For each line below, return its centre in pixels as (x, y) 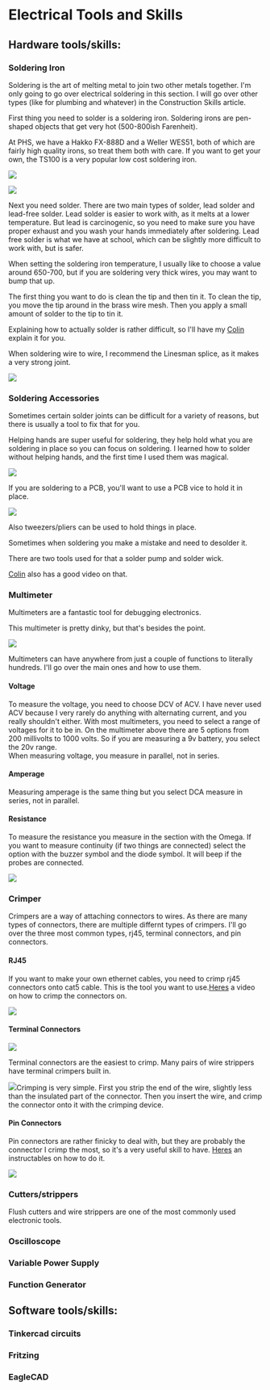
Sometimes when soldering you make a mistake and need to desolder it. (128, 543)
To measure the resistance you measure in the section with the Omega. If (130, 837)
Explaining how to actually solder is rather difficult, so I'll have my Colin (126, 329)
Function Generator (47, 1285)
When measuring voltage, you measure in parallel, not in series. (114, 756)
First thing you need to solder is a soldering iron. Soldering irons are (121, 118)
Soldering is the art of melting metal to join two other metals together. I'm (130, 85)
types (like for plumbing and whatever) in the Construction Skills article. (127, 102)
